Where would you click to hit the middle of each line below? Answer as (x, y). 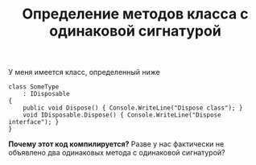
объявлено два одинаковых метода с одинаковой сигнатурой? (117, 153)
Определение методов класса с (135, 14)
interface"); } (34, 122)
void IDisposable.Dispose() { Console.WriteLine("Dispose (122, 115)
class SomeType (34, 87)
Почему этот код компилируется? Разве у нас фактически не (116, 144)
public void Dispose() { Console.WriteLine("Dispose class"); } (133, 108)
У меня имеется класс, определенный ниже (85, 72)
